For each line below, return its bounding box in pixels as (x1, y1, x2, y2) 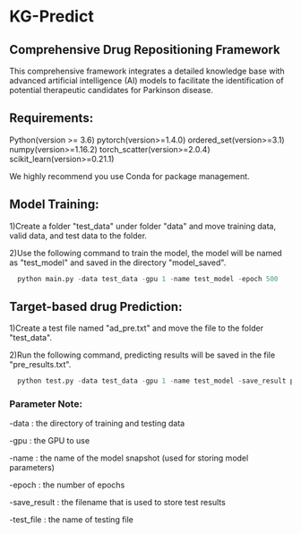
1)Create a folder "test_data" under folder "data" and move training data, (9, 220, 276, 231)
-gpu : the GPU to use (9, 435, 90, 446)
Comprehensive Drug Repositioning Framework (9, 42, 280, 57)
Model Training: (9, 197, 99, 212)
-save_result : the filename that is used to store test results (9, 497, 226, 508)
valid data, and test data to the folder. (9, 230, 148, 241)
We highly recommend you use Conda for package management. (9, 170, 250, 181)
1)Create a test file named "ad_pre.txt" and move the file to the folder (9, 323, 264, 333)
